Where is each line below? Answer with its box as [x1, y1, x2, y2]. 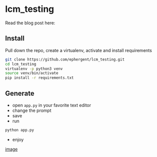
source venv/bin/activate [5, 71, 58, 76]
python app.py [5, 127, 35, 132]
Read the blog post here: [5, 20, 55, 26]
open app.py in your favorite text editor [12, 102, 91, 108]
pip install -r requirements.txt [5, 75, 74, 80]
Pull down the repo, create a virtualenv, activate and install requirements [5, 47, 152, 53]
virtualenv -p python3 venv [5, 66, 63, 71]
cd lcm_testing [5, 61, 37, 66]
